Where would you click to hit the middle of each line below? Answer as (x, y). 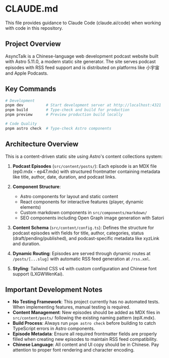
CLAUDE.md (32, 9)
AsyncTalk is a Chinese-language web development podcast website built (82, 56)
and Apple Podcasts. (27, 73)
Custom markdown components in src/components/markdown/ (83, 212)
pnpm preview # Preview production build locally (64, 115)
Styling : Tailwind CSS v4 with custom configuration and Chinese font (84, 268)
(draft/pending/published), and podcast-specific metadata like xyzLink (86, 238)
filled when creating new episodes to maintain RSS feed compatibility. (85, 339)
